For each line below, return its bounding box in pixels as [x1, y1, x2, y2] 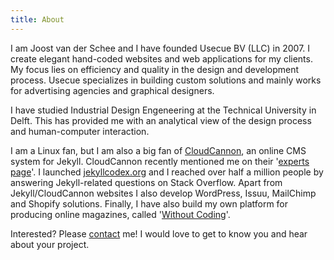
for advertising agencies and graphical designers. [10, 84, 215, 96]
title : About [10, 14, 65, 25]
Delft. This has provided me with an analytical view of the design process [10, 114, 312, 126]
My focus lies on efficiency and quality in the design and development [10, 63, 300, 75]
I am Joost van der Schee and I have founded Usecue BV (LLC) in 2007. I [10, 42, 311, 54]
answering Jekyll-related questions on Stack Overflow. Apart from [10, 176, 283, 188]
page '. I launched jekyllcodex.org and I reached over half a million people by [10, 166, 324, 178]
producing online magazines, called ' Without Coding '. [10, 208, 231, 220]
